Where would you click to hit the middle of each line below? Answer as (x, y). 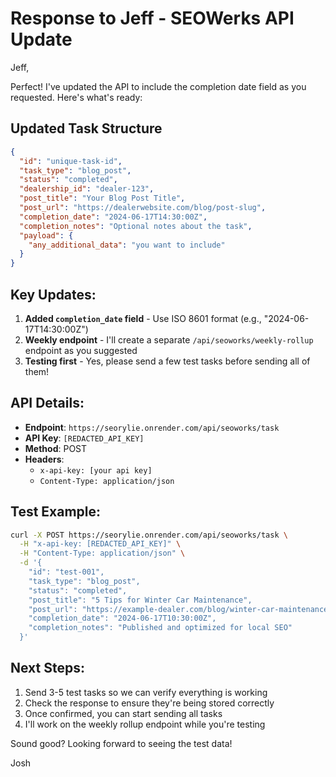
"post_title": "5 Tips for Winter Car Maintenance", (140, 600)
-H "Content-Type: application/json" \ (102, 553)
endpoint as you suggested (81, 350)
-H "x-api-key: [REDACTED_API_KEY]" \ (100, 544)
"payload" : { (46, 235)
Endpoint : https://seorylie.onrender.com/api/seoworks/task (152, 427)
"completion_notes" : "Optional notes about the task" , (136, 226)
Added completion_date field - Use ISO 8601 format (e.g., (143, 318)
